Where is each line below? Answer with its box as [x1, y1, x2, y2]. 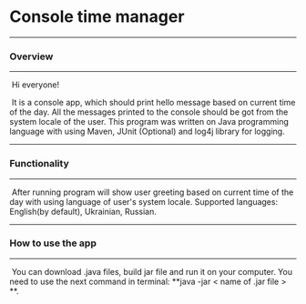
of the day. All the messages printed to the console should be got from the [9, 106, 289, 117]
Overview [9, 50, 54, 63]
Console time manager [9, 6, 185, 27]
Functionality [9, 157, 70, 170]
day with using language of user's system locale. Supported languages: [9, 196, 279, 207]
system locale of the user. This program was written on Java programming [9, 117, 289, 127]
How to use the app [9, 237, 97, 249]
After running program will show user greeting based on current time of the [11, 187, 294, 198]
